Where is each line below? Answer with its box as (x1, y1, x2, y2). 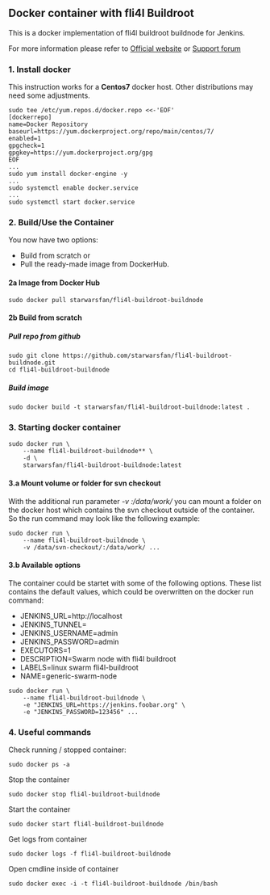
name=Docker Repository (8, 120, 89, 128)
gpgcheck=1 (8, 141, 45, 150)
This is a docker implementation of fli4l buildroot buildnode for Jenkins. (8, 27, 246, 37)
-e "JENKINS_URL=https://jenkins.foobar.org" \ (23, 700, 185, 709)
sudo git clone (8, 351, 60, 360)
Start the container (8, 805, 71, 814)
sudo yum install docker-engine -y (8, 170, 128, 179)
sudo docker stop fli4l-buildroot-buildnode (8, 791, 160, 799)
